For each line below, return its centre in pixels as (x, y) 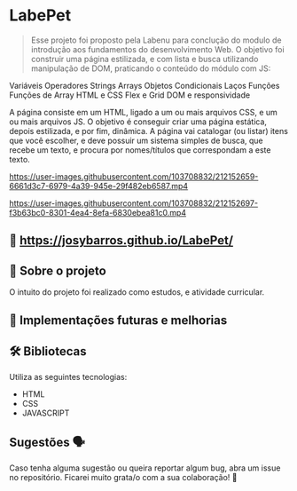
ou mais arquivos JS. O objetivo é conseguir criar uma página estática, (138, 122)
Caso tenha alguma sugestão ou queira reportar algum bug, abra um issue (145, 468)
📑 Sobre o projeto (58, 270)
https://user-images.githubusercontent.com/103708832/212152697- (134, 203)
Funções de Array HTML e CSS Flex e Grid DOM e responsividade (130, 95)
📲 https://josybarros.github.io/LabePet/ (121, 241)
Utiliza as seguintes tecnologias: (68, 377)
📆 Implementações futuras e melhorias (118, 320)
